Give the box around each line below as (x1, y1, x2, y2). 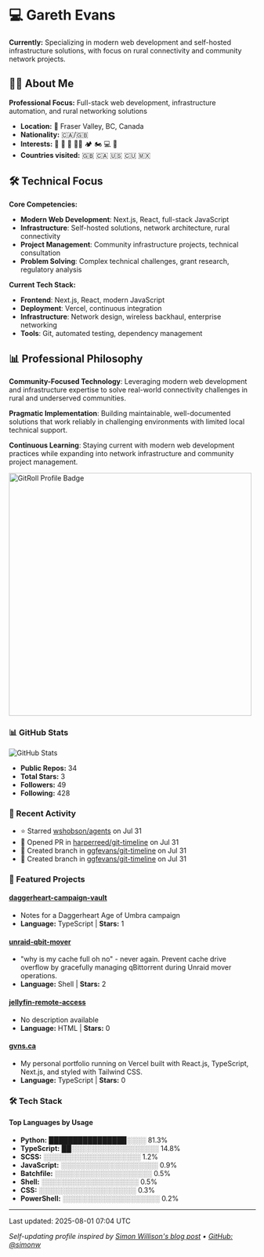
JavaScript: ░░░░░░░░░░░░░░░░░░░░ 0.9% (20, 1160, 177, 1170)
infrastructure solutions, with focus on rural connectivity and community (9, 46, 242, 55)
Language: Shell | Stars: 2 (20, 979, 107, 989)
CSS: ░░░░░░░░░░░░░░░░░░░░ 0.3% (20, 1185, 155, 1194)
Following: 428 (20, 788, 71, 798)
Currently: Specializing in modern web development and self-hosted (9, 37, 232, 47)
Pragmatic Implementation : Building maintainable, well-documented (9, 409, 231, 418)
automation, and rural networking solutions (9, 106, 148, 115)
